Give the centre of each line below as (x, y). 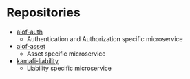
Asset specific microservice (66, 54)
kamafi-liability (38, 60)
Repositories (43, 13)
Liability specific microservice (69, 68)
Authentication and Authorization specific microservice (105, 38)
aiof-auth (29, 32)
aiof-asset (31, 46)
